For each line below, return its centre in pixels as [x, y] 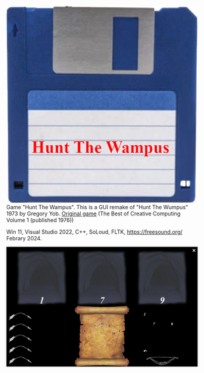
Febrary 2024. [24, 238]
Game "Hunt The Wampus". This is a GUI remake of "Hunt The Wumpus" [97, 207]
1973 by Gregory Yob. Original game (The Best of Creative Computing [93, 214]
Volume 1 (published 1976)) [40, 220]
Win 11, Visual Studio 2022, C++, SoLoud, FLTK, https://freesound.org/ [94, 232]
